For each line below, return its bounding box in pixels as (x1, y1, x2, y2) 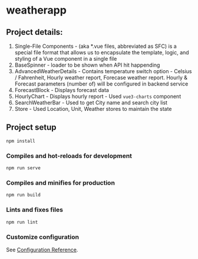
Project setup (6, 122, 57, 133)
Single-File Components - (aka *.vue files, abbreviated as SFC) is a (14, 42, 177, 50)
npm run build (6, 192, 41, 198)
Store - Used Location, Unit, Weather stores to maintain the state (14, 106, 172, 112)
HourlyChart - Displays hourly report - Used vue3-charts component (14, 93, 181, 100)
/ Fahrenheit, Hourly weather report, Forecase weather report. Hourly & (14, 74, 187, 81)
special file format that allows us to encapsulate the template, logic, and (14, 49, 190, 56)
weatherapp (6, 4, 67, 17)
